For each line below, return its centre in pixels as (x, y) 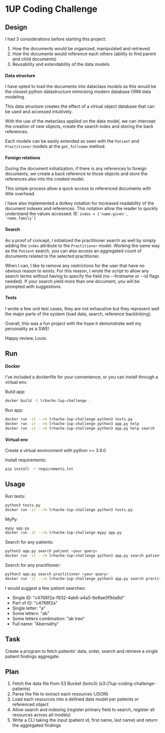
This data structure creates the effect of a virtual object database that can (80, 106)
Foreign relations (23, 157)
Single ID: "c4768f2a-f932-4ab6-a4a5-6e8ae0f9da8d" (68, 597)
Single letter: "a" (29, 608)
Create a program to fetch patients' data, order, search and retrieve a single (82, 651)
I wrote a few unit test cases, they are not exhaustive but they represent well (82, 308)
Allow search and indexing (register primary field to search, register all (83, 710)
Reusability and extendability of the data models (61, 64)
